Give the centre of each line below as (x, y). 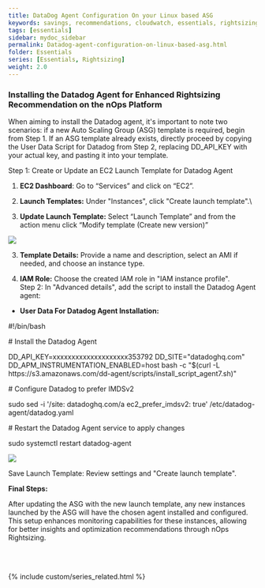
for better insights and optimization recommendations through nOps (119, 530)
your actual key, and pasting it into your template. (88, 156)
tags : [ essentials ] (40, 30)
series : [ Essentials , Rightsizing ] (67, 60)
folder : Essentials (40, 52)
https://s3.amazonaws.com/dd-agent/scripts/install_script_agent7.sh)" (123, 374)
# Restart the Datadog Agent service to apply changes (97, 428)
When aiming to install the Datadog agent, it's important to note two (118, 122)
